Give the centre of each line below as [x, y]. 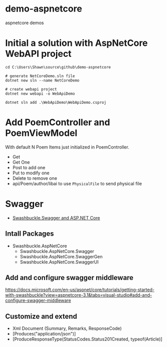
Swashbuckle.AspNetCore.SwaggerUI [59, 262]
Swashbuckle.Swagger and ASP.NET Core [56, 218]
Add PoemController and [58, 123]
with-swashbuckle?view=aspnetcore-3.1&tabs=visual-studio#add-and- [78, 295]
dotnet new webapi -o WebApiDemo [40, 94]
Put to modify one [31, 173]
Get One [21, 162]
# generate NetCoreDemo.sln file [40, 76]
